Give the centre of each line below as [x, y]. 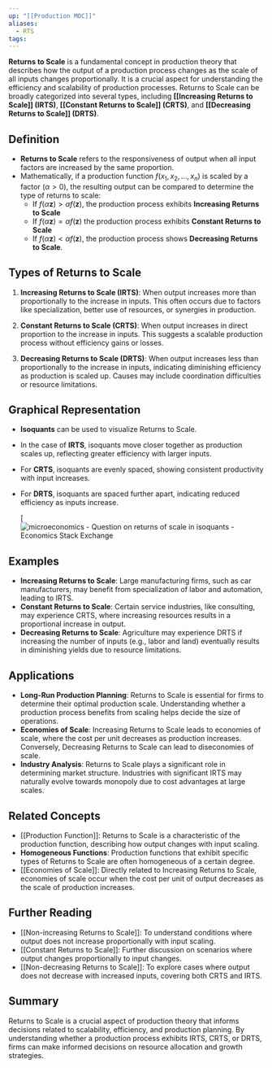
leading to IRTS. [47, 598]
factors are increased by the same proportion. [97, 168]
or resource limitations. [58, 384]
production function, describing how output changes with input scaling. [140, 844]
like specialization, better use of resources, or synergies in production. [138, 309]
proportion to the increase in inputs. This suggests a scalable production [142, 333]
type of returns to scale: [60, 195]
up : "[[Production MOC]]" [52, 16]
